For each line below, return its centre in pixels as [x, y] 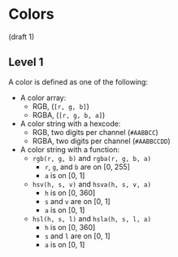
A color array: [43, 98]
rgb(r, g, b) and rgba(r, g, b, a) [92, 158]
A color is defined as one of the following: [78, 81]
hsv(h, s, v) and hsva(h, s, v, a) [92, 184]
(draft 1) [22, 37]
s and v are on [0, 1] [78, 201]
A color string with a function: [70, 149]
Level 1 [26, 62]
